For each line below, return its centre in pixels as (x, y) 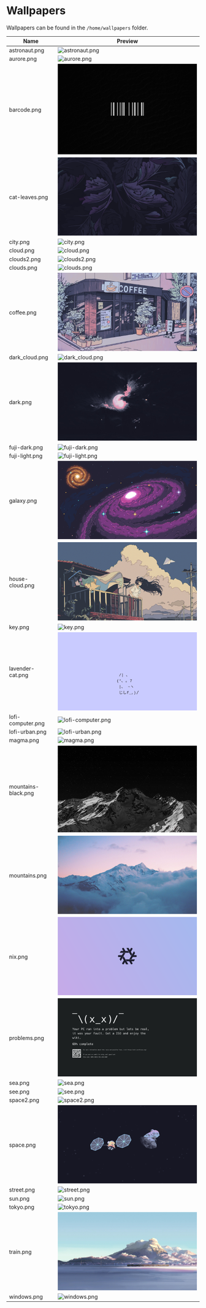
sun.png (19, 1198)
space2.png (24, 1100)
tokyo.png (22, 1207)
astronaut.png (27, 50)
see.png (19, 1092)
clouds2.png (25, 259)
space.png (22, 1145)
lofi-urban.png (28, 732)
